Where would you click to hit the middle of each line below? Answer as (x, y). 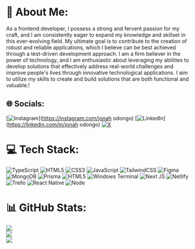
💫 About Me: (37, 12)
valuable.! (18, 85)
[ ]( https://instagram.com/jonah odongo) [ (72, 118)
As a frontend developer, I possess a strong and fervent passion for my (93, 28)
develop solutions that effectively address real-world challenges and (90, 66)
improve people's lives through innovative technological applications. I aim (97, 72)
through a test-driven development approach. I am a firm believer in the (93, 53)
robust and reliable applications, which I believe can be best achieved (91, 47)
